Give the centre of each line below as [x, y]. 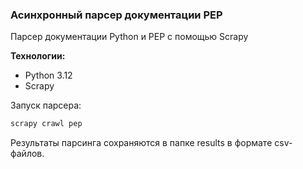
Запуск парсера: [46, 105]
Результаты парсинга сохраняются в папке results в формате [141, 143]
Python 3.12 [48, 75]
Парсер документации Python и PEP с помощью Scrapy [129, 37]
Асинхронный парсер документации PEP [116, 15]
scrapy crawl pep [46, 124]
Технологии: [38, 56]
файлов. [27, 154]
